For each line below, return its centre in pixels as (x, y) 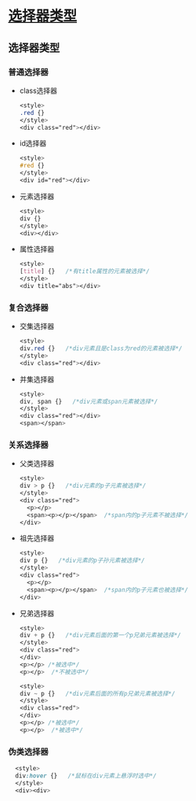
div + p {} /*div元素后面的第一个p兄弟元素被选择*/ (100, 635)
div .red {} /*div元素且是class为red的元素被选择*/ (101, 349)
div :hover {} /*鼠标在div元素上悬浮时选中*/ (86, 776)
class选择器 (38, 90)
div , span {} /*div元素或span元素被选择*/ (89, 401)
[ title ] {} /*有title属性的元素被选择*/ (85, 271)
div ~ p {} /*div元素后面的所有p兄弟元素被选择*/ (97, 693)
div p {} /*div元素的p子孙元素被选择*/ (82, 561)
